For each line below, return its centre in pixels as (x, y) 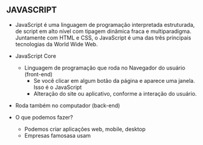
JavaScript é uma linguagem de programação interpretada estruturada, (105, 24)
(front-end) (39, 74)
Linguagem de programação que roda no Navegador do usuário (105, 68)
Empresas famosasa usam (57, 135)
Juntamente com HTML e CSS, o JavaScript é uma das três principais (103, 37)
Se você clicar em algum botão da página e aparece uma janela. (114, 80)
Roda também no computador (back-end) (68, 105)
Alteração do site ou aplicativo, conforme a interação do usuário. (115, 93)
